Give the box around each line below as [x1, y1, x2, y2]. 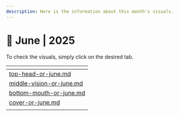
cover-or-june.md [9, 98, 60, 106]
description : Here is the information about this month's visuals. [6, 8, 174, 15]
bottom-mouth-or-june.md [9, 88, 86, 97]
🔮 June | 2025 [6, 33, 75, 47]
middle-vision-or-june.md [9, 79, 83, 87]
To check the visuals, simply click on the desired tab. [6, 53, 134, 60]
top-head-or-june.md [9, 70, 71, 78]
